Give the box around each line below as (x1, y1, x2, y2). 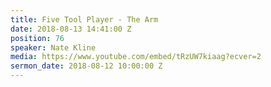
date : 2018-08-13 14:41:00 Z (10, 24, 132, 34)
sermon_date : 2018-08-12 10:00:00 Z (10, 61, 163, 71)
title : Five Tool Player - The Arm (10, 14, 159, 25)
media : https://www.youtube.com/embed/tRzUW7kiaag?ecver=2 (10, 52, 262, 62)
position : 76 (10, 33, 65, 43)
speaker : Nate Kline (10, 42, 97, 53)
